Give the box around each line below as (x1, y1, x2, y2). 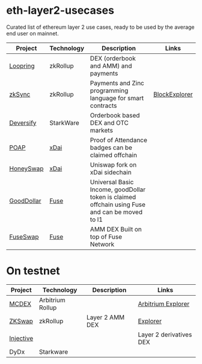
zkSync (9, 90, 31, 98)
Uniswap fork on (90, 160, 137, 169)
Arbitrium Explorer (138, 299, 190, 308)
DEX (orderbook (90, 54, 136, 62)
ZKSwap (9, 317, 33, 325)
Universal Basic (90, 178, 134, 186)
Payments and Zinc (90, 79, 144, 87)
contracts (90, 101, 117, 110)
